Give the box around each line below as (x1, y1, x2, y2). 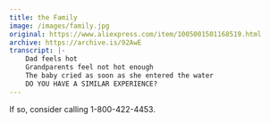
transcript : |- (9, 46, 66, 55)
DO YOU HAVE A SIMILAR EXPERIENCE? (25, 79, 158, 88)
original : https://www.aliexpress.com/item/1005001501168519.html (9, 29, 262, 38)
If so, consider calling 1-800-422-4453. (9, 103, 156, 114)
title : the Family (9, 12, 78, 22)
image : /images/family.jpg (9, 21, 110, 30)
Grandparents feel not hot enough (25, 63, 154, 72)
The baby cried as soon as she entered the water (25, 71, 215, 80)
